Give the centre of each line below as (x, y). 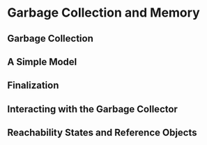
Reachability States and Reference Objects (102, 133)
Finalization (33, 86)
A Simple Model (42, 61)
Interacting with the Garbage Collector (92, 109)
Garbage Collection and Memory (103, 13)
